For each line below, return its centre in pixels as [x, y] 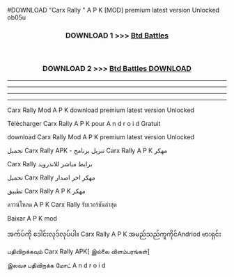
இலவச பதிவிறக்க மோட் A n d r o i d [56, 265]
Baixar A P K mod [32, 218]
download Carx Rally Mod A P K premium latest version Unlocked [101, 137]
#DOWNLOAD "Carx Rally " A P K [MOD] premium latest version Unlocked [114, 10]
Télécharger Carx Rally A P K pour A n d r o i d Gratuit [84, 123]
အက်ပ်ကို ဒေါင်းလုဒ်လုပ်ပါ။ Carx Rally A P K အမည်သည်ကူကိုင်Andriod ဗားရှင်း [114, 234]
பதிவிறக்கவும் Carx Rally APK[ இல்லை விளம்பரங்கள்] [78, 251]
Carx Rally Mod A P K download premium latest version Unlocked [101, 110]
